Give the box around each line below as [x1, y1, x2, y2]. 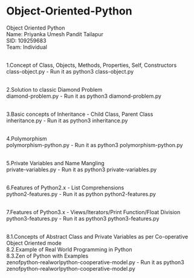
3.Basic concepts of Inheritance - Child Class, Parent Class [6, 110, 154, 118]
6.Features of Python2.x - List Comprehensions [6, 184, 124, 191]
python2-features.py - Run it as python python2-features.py [6, 190, 156, 197]
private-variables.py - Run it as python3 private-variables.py [6, 166, 157, 173]
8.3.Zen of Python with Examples [6, 252, 89, 259]
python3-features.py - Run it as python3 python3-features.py [6, 215, 160, 222]
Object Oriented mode [6, 239, 62, 247]
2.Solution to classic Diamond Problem [6, 86, 103, 93]
